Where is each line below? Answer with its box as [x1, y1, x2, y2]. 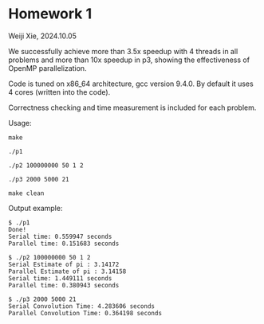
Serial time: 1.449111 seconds [8, 274, 112, 283]
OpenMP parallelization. [8, 63, 87, 72]
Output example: [8, 203, 63, 213]
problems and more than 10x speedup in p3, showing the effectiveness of [8, 55, 250, 64]
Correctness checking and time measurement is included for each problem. [8, 103, 257, 112]
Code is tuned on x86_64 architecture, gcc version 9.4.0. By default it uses [8, 79, 254, 88]
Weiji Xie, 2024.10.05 [8, 31, 77, 41]
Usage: [8, 118, 32, 127]
